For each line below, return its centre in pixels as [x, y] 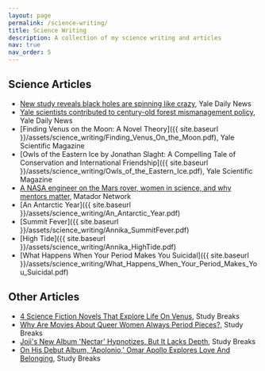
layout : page [30, 15]
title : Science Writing [48, 30]
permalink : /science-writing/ [58, 23]
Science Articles [50, 84]
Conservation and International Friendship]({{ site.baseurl [114, 163]
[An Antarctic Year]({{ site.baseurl [75, 205]
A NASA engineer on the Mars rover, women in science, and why [125, 188]
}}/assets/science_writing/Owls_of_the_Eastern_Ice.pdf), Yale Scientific [136, 170]
